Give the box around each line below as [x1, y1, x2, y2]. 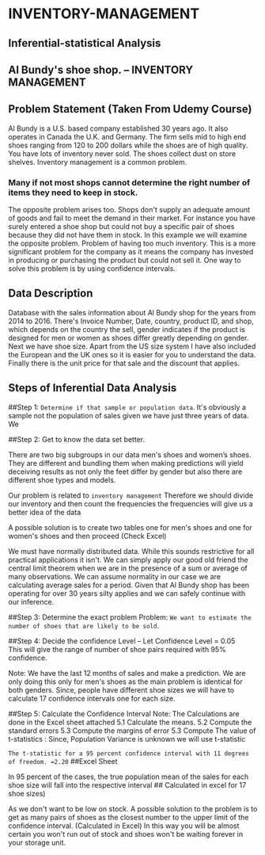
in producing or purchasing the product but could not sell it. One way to [8, 255, 241, 265]
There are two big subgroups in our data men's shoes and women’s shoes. [8, 449, 252, 460]
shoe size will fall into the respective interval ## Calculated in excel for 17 [8, 780, 247, 789]
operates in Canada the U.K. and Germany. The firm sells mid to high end [8, 132, 247, 141]
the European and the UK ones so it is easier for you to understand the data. [8, 349, 256, 359]
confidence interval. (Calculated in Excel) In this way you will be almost [8, 821, 240, 830]
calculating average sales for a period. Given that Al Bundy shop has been [8, 580, 250, 590]
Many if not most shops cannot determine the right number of [8, 177, 251, 188]
